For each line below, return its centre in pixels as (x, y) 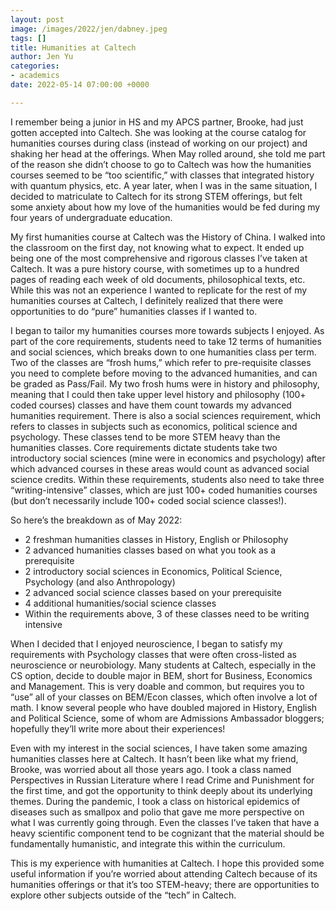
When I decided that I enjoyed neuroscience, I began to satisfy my (146, 643)
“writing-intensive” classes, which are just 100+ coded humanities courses (164, 490)
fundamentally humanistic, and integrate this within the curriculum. (148, 843)
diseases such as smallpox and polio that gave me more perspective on (157, 812)
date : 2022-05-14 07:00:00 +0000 (80, 85)
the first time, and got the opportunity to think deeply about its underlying (161, 790)
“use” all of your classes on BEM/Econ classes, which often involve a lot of (164, 697)
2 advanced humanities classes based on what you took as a (150, 550)
